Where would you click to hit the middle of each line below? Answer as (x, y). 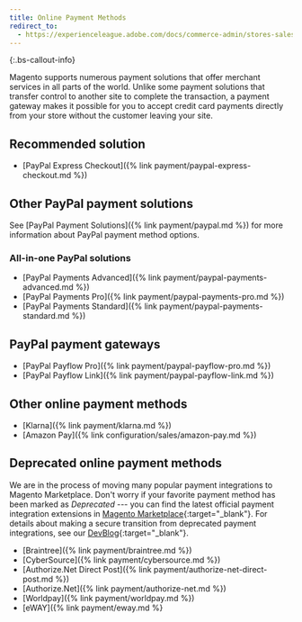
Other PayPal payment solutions (101, 203)
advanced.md (48, 287)
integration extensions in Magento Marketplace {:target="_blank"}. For (138, 513)
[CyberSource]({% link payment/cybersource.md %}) (121, 560)
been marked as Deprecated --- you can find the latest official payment (142, 504)
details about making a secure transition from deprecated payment (133, 523)
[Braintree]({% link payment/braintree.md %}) (107, 550)
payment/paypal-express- (203, 166)
